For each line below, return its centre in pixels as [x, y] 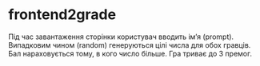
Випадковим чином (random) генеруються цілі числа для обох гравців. [130, 45]
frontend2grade [62, 15]
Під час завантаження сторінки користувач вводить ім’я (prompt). [121, 37]
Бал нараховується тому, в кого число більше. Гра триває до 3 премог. [130, 53]
